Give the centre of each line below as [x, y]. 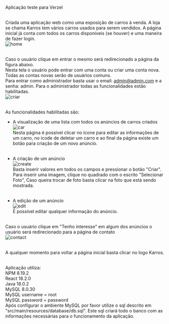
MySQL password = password [37, 300]
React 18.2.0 [18, 278]
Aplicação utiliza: [23, 268]
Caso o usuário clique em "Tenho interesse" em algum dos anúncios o [79, 227]
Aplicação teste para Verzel [34, 7]
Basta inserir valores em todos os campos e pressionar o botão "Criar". [87, 169]
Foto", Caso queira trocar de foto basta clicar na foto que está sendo [84, 180]
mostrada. [23, 185]
